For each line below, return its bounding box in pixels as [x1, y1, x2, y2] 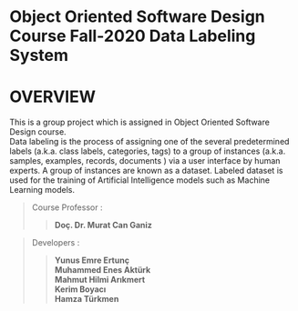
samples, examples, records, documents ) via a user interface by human [9, 155, 281, 166]
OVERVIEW [9, 86, 97, 107]
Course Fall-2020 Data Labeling [9, 25, 256, 46]
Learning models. [9, 185, 76, 196]
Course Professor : [31, 202, 103, 213]
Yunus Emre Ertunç [54, 255, 130, 266]
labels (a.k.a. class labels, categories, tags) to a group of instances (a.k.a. [9, 145, 286, 156]
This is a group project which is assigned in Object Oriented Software [9, 116, 271, 128]
